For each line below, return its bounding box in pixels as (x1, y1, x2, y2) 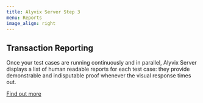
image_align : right (6, 20, 56, 26)
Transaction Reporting (6, 43, 93, 53)
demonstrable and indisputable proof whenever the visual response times (6, 72, 191, 79)
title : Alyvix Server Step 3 (6, 9, 80, 15)
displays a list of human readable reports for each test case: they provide (6, 65, 190, 73)
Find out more (6, 90, 41, 98)
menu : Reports (6, 15, 43, 21)
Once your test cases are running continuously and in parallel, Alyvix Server (6, 59, 197, 66)
